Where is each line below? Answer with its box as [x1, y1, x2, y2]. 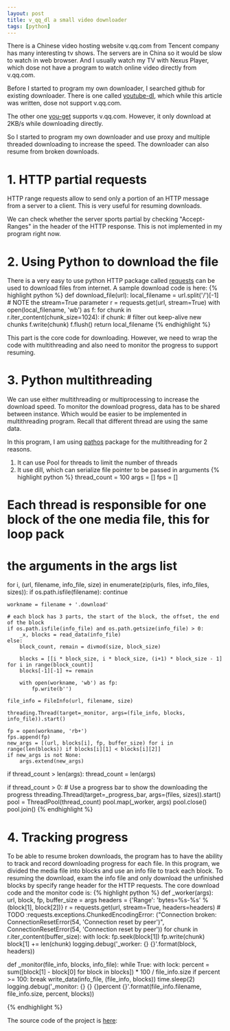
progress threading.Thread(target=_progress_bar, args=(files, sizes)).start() [7, 791, 221, 799]
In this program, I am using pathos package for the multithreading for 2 [7, 438, 208, 446]
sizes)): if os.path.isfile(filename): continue [7, 588, 128, 596]
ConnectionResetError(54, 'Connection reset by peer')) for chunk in [7, 925, 198, 933]
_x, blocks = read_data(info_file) [19, 631, 122, 639]
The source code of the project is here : [7, 1017, 118, 1025]
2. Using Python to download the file [7, 254, 219, 269]
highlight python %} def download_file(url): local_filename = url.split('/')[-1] [7, 291, 219, 299]
